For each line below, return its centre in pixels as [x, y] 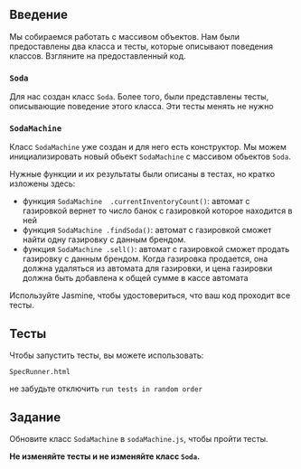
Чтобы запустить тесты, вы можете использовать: [107, 355]
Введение [39, 15]
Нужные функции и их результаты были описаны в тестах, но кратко [142, 174]
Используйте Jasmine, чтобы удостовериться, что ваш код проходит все [150, 295]
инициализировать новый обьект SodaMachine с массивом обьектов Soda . [150, 156]
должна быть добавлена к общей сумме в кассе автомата [135, 278]
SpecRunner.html [40, 372]
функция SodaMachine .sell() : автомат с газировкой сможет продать [156, 249]
